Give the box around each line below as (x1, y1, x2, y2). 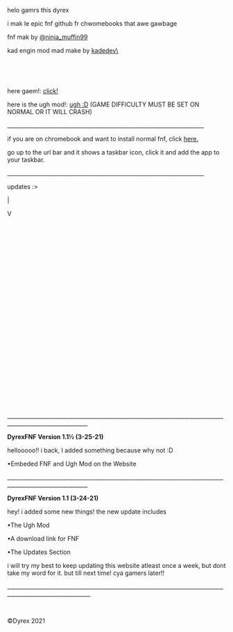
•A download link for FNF (7, 535, 80, 542)
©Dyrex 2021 (7, 617, 45, 625)
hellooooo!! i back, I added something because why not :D (7, 446, 173, 455)
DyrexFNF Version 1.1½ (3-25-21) (7, 433, 104, 441)
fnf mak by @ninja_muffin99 (7, 33, 88, 41)
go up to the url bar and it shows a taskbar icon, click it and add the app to (7, 148, 220, 156)
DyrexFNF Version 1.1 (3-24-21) (7, 494, 99, 502)
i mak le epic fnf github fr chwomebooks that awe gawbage (7, 19, 178, 27)
